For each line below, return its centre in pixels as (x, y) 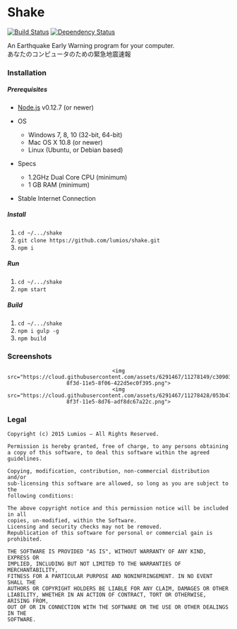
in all (17, 515)
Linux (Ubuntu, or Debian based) (75, 150)
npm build (32, 339)
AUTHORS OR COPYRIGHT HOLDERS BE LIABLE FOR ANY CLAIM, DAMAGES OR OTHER (118, 589)
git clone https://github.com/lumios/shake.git (89, 240)
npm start (32, 289)
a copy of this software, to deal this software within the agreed (109, 453)
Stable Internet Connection (57, 198)
